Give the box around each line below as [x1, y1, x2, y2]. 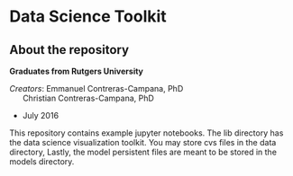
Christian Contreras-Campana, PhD [22, 92, 155, 103]
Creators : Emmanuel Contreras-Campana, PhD [9, 84, 184, 93]
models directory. [9, 156, 75, 167]
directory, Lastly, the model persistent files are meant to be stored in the [9, 146, 278, 157]
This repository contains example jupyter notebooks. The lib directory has [9, 128, 284, 138]
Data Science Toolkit [9, 6, 167, 27]
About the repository [9, 42, 129, 57]
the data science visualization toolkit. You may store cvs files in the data [9, 137, 277, 147]
